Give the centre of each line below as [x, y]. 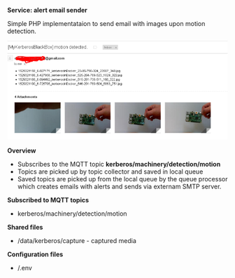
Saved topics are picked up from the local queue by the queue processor [122, 179]
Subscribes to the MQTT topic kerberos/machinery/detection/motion [119, 165]
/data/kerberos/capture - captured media [77, 241]
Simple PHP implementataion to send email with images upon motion [106, 23]
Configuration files [35, 254]
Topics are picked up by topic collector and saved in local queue [110, 172]
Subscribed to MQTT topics [48, 200]
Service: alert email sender [47, 10]
